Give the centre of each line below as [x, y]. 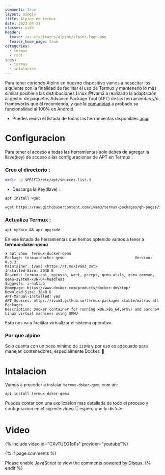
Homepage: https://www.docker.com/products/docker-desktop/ [68, 288]
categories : [17, 46]
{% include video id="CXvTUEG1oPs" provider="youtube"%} [67, 444]
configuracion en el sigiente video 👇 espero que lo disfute [64, 409]
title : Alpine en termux [30, 19]
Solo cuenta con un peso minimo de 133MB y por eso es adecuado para [77, 346]
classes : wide [20, 28]
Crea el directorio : [28, 170]
